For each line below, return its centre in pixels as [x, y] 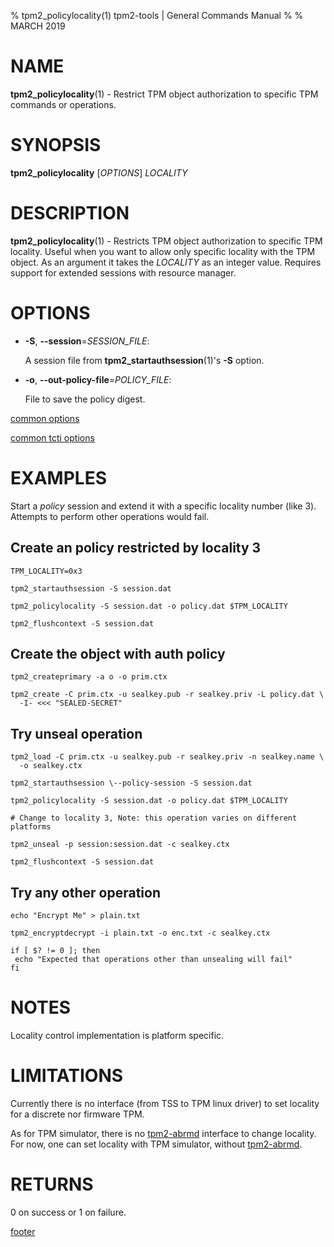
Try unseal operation [76, 733]
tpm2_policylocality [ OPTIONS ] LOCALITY [99, 172]
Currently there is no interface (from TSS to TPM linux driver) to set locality [165, 1103]
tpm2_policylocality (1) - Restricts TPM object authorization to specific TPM [166, 241]
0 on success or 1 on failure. [68, 1212]
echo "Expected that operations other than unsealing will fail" [153, 959]
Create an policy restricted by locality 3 [136, 548]
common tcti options [52, 437]
